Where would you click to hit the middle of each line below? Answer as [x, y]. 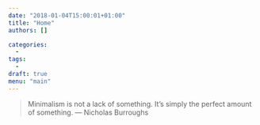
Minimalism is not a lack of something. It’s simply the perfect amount [140, 104]
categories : [28, 44]
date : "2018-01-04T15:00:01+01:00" [67, 15]
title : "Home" [32, 23]
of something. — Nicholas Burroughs [88, 112]
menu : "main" [30, 81]
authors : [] [28, 30]
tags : [17, 59]
